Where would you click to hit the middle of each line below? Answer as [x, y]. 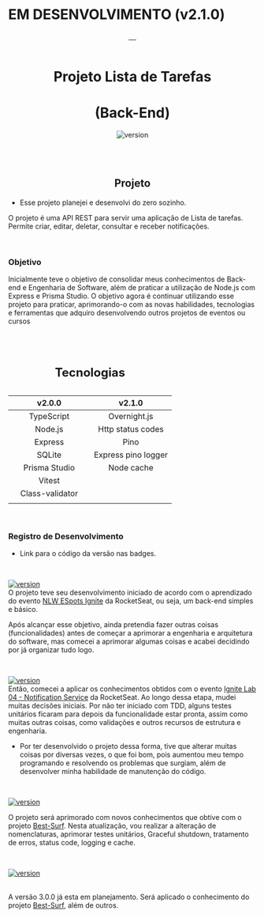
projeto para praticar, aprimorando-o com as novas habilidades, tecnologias [131, 304]
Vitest [49, 480]
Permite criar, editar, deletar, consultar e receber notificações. [109, 226]
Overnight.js [131, 416]
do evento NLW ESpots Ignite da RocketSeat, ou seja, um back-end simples [131, 601]
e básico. [23, 609]
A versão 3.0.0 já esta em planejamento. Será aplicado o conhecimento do [129, 897]
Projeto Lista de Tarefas [132, 77]
